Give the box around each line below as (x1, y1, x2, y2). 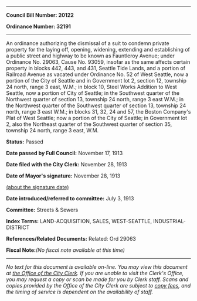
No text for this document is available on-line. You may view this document (6, 264, 188, 270)
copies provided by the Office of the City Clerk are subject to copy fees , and (6, 282, 191, 289)
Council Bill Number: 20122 (6, 12, 74, 18)
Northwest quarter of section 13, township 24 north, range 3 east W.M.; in (6, 96, 184, 102)
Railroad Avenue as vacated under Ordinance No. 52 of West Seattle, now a (6, 71, 189, 78)
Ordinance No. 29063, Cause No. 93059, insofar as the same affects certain (6, 59, 191, 65)
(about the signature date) (6, 184, 69, 190)
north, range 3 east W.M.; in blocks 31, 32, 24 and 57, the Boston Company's (6, 108, 191, 115)
